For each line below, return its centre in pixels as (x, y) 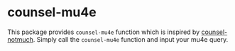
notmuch (21, 39)
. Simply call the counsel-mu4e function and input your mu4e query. (131, 39)
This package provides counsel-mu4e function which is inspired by (104, 32)
